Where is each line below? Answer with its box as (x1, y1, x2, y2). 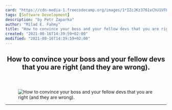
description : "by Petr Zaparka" (5, 17, 74, 22)
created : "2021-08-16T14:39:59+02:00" (5, 31, 88, 36)
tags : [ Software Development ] (5, 12, 70, 17)
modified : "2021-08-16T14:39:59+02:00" (5, 36, 91, 41)
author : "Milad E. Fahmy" (5, 21, 60, 27)
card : (5, 7, 17, 13)
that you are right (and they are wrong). (22, 63, 150, 72)
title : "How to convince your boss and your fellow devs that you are (5, 27, 159, 32)
